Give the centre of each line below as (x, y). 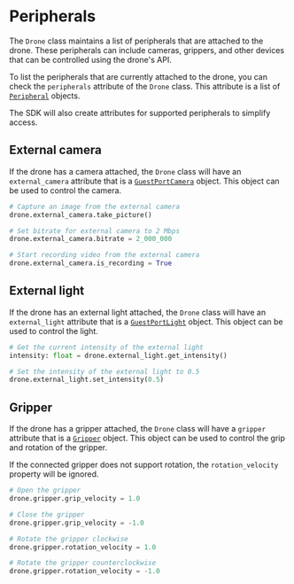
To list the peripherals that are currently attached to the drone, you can (139, 76)
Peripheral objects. (45, 96)
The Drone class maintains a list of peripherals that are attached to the (136, 41)
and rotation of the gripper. (58, 448)
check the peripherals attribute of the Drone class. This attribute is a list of (145, 86)
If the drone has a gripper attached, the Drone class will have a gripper (138, 429)
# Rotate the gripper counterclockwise (83, 563)
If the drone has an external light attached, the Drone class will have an (138, 312)
